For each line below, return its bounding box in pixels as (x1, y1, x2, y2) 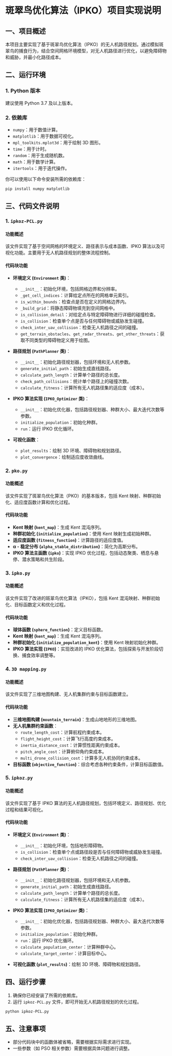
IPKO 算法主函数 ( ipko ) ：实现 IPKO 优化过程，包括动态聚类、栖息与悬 (12, 550, 159, 556)
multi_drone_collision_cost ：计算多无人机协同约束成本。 (20, 755, 143, 761)
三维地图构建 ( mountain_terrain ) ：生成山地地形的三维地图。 (12, 716, 140, 722)
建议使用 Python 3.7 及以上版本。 (5, 100, 76, 106)
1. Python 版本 (5, 87, 41, 94)
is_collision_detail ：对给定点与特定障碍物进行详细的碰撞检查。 (20, 311, 159, 317)
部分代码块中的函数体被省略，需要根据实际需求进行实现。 (12, 1039, 134, 1045)
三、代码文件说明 (5, 202, 59, 210)
